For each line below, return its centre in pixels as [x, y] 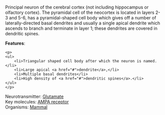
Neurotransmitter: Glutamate [34, 96]
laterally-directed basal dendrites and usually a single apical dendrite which [83, 23]
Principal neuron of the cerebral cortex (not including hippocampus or [77, 7]
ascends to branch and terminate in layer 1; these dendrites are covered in [82, 28]
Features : [15, 43]
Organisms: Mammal [26, 107]
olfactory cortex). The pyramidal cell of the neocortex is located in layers [80, 12]
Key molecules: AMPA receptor [37, 102]
